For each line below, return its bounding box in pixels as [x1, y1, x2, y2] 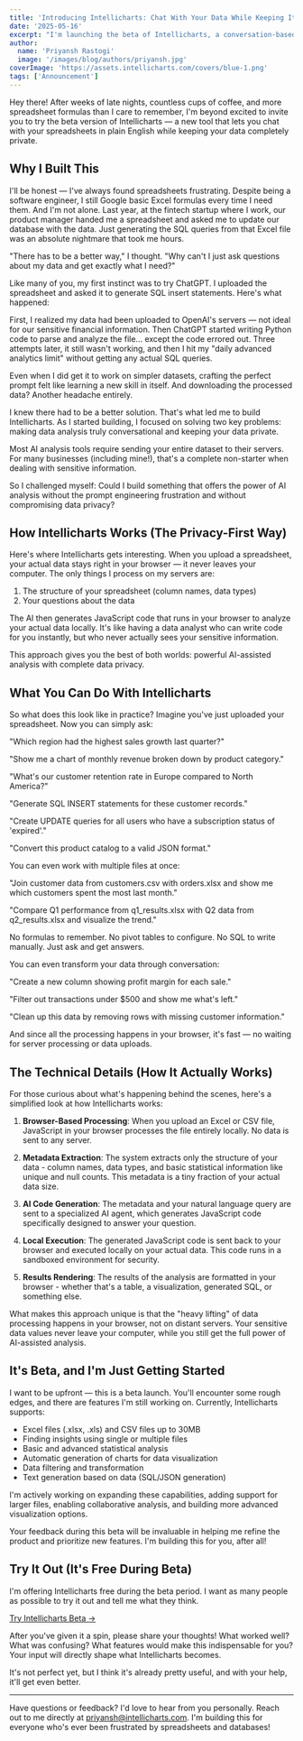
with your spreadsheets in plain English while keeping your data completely [9, 125, 289, 136]
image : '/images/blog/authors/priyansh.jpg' [17, 55, 188, 64]
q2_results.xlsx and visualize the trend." [9, 915, 158, 926]
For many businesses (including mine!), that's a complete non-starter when [9, 453, 289, 464]
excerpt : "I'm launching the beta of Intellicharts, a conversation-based [9, 30, 297, 39]
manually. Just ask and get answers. [9, 942, 145, 953]
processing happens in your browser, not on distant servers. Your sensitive [9, 1318, 288, 1329]
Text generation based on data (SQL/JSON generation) [22, 1471, 227, 1482]
